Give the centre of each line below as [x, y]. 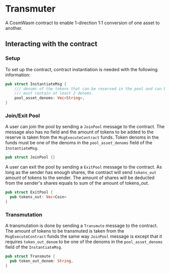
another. [14, 28]
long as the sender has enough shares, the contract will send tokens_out [81, 173]
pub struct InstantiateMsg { [36, 84]
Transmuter [30, 9]
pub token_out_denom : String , [41, 261]
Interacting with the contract [51, 44]
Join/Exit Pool [23, 116]
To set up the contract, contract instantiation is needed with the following [81, 69]
